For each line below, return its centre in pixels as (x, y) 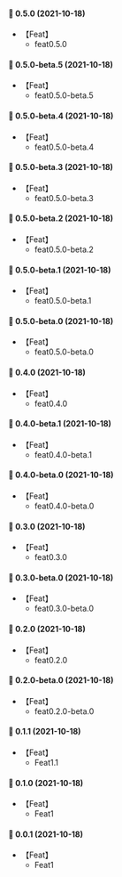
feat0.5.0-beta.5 (64, 95)
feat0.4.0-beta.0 (64, 506)
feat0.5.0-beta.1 (63, 301)
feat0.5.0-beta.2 (64, 249)
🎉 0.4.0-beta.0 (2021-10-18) (61, 475)
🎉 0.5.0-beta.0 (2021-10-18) (61, 321)
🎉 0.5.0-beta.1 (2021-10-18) (60, 270)
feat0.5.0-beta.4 (64, 147)
